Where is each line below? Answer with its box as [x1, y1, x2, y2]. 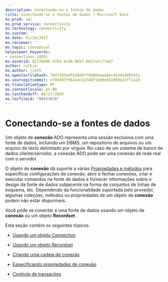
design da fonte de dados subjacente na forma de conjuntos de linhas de [5, 181, 156, 187]
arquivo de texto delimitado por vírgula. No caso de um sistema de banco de [5, 145, 163, 151]
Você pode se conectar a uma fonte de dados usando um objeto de [5, 207, 144, 214]
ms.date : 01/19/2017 [5, 36, 49, 41]
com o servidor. [5, 156, 38, 162]
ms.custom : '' [5, 31, 35, 36]
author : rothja [5, 63, 37, 68]
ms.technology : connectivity [5, 26, 66, 31]
